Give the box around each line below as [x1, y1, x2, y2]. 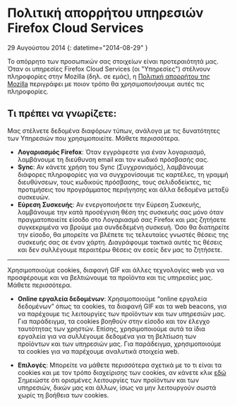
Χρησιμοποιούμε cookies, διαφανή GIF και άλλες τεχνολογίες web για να [7, 265, 224, 274]
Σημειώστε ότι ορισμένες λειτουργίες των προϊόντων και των [17, 376, 200, 384]
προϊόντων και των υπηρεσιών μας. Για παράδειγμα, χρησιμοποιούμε [17, 340, 222, 348]
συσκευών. [17, 192, 50, 201]
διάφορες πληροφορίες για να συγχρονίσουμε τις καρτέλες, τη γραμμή [17, 170, 229, 178]
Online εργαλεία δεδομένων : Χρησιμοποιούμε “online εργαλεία [17, 294, 207, 303]
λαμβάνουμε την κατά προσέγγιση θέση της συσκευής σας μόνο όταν [17, 207, 224, 216]
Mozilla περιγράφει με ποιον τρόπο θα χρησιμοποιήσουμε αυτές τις [7, 79, 205, 88]
